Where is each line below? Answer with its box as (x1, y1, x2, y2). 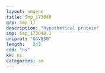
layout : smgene (6, 8, 44, 15)
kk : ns (6, 52, 23, 58)
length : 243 (6, 42, 42, 48)
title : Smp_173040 (6, 14, 52, 20)
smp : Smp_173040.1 (6, 31, 52, 36)
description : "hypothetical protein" (6, 25, 100, 31)
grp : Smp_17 (6, 19, 36, 25)
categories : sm (6, 58, 44, 64)
